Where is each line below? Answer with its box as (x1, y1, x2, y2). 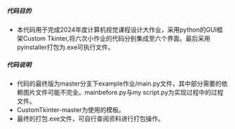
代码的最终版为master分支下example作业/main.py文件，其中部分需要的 (16, 79, 222, 88)
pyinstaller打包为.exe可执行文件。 (16, 43, 115, 51)
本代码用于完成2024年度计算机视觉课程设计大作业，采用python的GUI (16, 25, 217, 34)
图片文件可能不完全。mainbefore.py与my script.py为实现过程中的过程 (22, 88, 224, 96)
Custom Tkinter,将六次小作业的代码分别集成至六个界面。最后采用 (22, 34, 211, 42)
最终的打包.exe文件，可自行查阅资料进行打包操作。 (16, 114, 165, 123)
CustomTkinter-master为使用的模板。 (16, 105, 126, 114)
